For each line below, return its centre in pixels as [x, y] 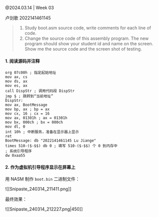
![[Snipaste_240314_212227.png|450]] [44, 209]
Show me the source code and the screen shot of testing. [83, 49]
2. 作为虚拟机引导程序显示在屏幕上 [40, 167]
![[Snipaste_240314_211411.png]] [38, 189]
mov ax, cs [16, 77]
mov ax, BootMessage [26, 105]
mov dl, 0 [15, 127]
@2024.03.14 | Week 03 [30, 8]
